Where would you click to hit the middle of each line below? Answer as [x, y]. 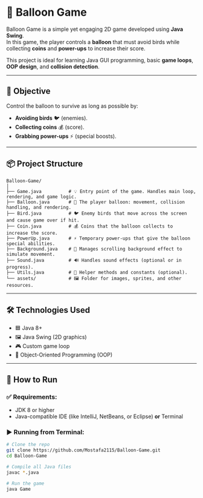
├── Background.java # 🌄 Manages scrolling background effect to [94, 249]
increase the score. [32, 233]
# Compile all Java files [39, 467]
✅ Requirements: [32, 397]
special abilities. [31, 244]
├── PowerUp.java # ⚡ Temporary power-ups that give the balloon [98, 238]
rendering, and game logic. [42, 197]
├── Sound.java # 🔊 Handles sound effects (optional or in [94, 260]
